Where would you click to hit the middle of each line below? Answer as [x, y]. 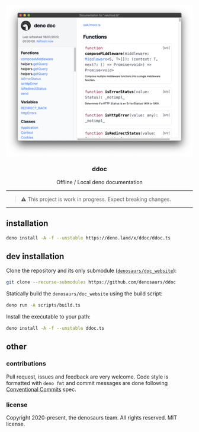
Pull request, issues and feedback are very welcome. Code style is [87, 377]
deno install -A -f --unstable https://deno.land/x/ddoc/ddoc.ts [88, 238]
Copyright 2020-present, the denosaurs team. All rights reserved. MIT [92, 417]
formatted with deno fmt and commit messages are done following [87, 383]
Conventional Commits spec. [41, 389]
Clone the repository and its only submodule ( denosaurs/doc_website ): [91, 271]
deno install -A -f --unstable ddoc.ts [55, 329]
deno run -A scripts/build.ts [44, 305]
